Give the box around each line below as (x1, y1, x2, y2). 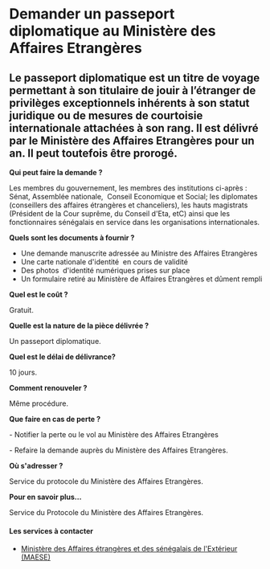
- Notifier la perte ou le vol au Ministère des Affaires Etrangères (9, 430, 219, 439)
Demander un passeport (9, 5, 175, 23)
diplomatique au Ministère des (9, 22, 216, 40)
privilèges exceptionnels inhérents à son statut (9, 96, 250, 109)
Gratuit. (9, 305, 35, 314)
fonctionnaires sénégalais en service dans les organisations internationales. (9, 218, 260, 227)
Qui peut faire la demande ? (9, 168, 103, 177)
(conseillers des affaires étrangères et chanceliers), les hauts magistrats (9, 200, 248, 210)
